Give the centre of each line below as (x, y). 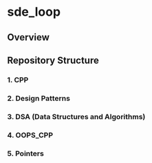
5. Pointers (26, 153)
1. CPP (18, 79)
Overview (29, 37)
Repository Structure (53, 60)
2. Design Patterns (39, 98)
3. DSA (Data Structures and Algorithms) (76, 116)
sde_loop (34, 12)
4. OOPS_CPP (30, 135)
